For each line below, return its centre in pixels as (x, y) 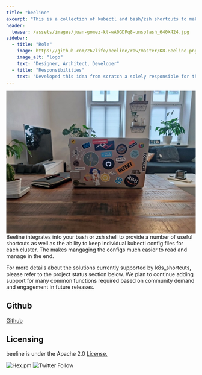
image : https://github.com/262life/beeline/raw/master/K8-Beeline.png (107, 51)
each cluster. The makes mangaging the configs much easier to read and (97, 250)
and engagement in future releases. (50, 287)
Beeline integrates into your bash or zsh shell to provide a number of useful (99, 237)
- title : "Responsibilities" (48, 70)
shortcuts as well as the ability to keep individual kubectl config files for (95, 243)
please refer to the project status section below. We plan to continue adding (100, 274)
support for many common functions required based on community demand (100, 280)
